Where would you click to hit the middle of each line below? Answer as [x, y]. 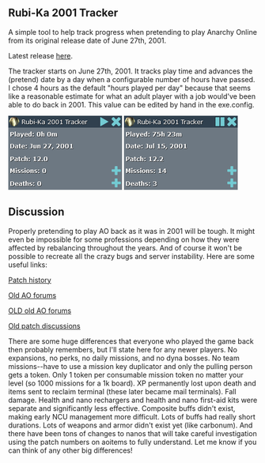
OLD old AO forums [40, 311]
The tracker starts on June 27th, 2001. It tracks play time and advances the [131, 71]
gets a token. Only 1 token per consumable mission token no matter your [126, 375]
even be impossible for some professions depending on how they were [124, 239]
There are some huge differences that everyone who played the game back [131, 341]
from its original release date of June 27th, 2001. [87, 40]
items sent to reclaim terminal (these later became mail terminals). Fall [122, 391]
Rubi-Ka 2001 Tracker [63, 13]
